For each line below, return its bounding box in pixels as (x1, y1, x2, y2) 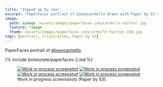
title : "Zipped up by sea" (5, 7, 60, 12)
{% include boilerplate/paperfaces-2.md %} (5, 57, 93, 62)
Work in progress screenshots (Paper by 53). (17, 76, 107, 82)
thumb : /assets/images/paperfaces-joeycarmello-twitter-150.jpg (9, 29, 142, 34)
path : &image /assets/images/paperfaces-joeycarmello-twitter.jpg (9, 20, 147, 26)
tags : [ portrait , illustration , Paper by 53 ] (5, 34, 98, 39)
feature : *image (9, 25, 42, 30)
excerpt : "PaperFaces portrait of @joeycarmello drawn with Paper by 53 (5, 12, 155, 16)
